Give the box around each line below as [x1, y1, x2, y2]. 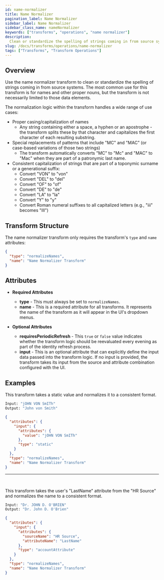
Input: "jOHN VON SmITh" [5, 401, 56, 406]
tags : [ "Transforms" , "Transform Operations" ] [5, 48, 102, 53]
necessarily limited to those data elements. [5, 95, 91, 101]
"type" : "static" [18, 442, 54, 447]
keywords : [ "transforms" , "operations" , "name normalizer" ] [5, 30, 130, 35]
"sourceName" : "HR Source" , [22, 534, 80, 539]
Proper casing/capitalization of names [12, 119, 89, 125]
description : [5, 35, 32, 40]
